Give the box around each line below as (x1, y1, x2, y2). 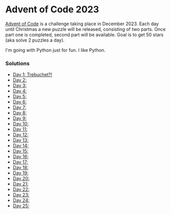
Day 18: (12, 165, 29, 171)
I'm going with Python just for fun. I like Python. (5, 47, 106, 53)
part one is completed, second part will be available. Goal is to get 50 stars (5, 31, 164, 38)
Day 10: (12, 121, 29, 127)
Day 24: (12, 197, 30, 204)
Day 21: (12, 181, 29, 187)
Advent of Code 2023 (5, 4, 99, 15)
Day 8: (12, 110, 27, 116)
